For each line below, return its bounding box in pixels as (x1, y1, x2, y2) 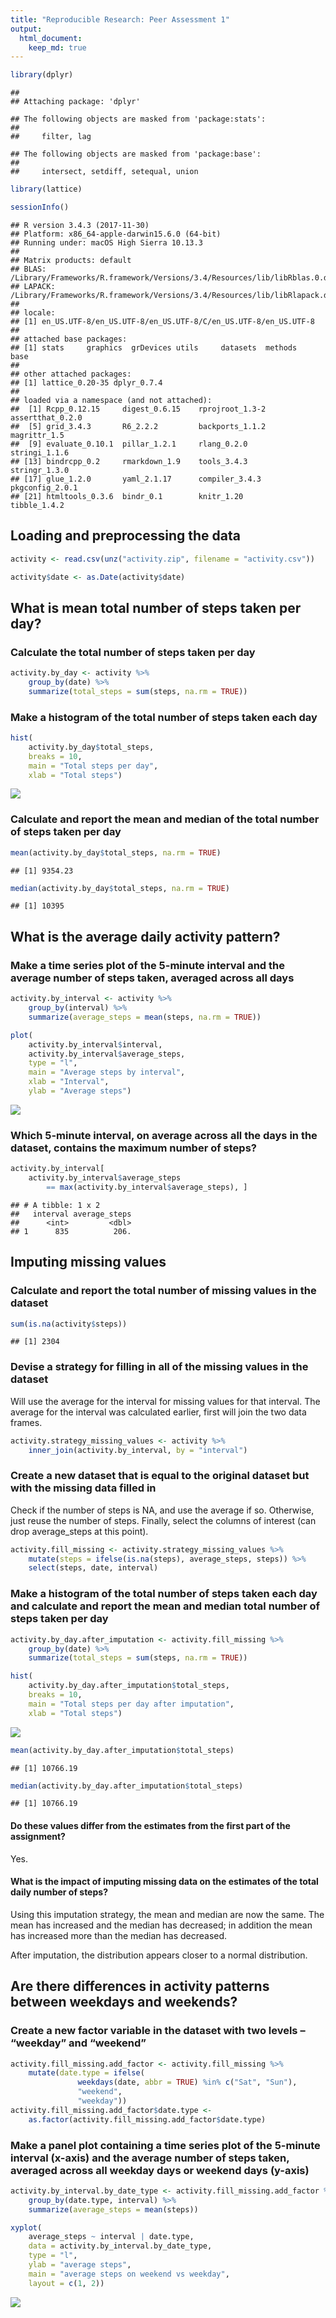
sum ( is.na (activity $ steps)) (10, 1319, 128, 1329)
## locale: (10, 307, 56, 318)
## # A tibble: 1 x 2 (10, 1200, 101, 1210)
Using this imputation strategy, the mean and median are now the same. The (10, 1908, 325, 1920)
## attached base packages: (10, 334, 128, 344)
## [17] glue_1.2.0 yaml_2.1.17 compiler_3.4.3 (10, 474, 262, 484)
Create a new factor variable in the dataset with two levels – (10, 2024, 306, 2038)
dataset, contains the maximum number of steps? (10, 1141, 257, 1155)
